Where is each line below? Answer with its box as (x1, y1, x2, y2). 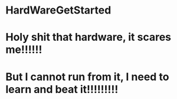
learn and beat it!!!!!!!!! (5, 82, 119, 96)
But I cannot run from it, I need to (5, 70, 169, 83)
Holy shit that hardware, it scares (5, 31, 172, 44)
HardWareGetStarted (5, 4, 112, 17)
